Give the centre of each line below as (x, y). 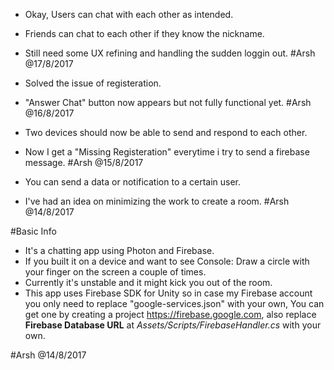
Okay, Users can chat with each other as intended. (129, 14)
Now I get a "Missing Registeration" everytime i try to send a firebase (167, 152)
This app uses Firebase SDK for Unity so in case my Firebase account (168, 293)
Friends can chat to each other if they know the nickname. (144, 33)
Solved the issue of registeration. (93, 83)
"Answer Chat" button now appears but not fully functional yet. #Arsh (168, 102)
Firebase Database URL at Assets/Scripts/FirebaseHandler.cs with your (173, 325)
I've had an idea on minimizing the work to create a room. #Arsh (157, 201)
